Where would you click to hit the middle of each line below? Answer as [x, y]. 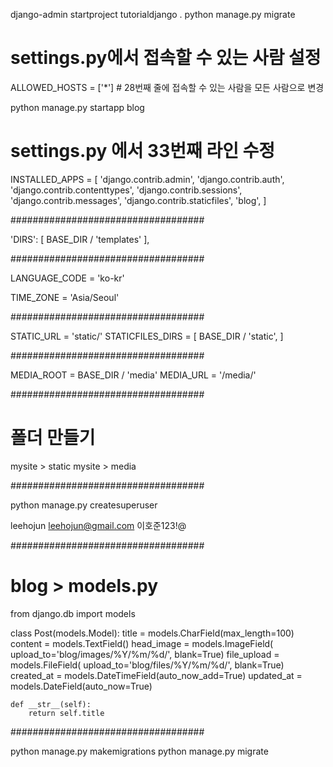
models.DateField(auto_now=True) [81, 686]
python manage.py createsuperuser [84, 505]
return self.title [66, 713]
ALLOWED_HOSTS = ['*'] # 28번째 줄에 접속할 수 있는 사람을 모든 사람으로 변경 [167, 87]
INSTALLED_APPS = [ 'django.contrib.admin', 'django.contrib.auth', [147, 179]
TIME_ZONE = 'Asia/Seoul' [65, 297]
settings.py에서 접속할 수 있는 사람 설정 [166, 58]
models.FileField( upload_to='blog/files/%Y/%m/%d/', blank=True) [147, 665]
